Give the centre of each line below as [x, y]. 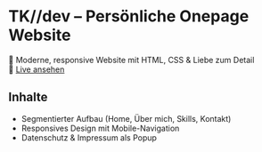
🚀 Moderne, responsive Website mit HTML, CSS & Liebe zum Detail [131, 60]
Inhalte [28, 97]
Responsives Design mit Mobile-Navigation [100, 128]
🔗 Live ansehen [37, 69]
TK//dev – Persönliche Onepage [129, 16]
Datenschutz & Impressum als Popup [89, 137]
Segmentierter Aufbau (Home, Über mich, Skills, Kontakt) [126, 118]
